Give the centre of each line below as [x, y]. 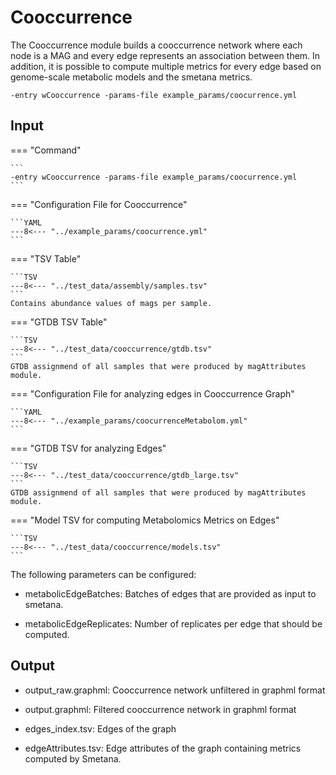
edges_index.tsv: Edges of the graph [100, 728]
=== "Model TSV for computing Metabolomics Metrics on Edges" [145, 520]
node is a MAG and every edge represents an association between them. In [165, 55]
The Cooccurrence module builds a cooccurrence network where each [156, 45]
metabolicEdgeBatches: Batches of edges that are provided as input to [170, 593]
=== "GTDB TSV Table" [59, 322]
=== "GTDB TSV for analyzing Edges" [88, 448]
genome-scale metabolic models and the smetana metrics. [131, 77]
